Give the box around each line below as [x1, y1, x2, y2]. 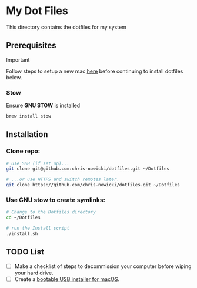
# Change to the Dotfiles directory [6, 209, 96, 215]
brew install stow [6, 113, 51, 119]
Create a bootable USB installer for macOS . [14, 275, 119, 283]
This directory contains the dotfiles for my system [6, 24, 126, 31]
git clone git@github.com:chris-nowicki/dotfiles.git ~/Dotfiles [6, 166, 169, 172]
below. [6, 73, 22, 81]
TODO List [6, 247, 44, 257]
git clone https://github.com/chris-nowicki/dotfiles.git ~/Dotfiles [6, 182, 181, 188]
